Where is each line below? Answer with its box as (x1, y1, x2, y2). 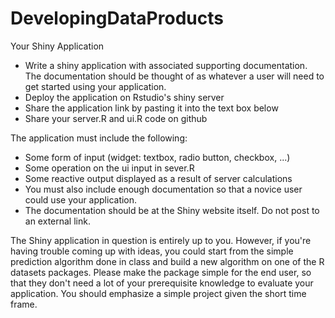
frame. (10, 298, 38, 310)
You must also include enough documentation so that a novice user (24, 183, 303, 195)
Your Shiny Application (10, 40, 105, 52)
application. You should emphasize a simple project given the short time (10, 287, 307, 299)
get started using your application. (24, 80, 167, 92)
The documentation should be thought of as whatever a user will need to (24, 70, 325, 82)
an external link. (24, 215, 91, 227)
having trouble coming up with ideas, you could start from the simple (10, 245, 294, 257)
